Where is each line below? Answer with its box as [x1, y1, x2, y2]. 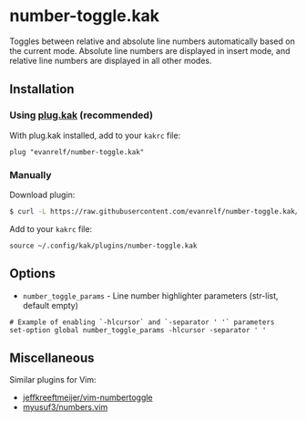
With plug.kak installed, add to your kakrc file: [9, 130, 181, 141]
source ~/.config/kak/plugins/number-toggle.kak [9, 241, 198, 250]
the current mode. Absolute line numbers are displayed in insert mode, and [9, 45, 291, 56]
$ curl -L [9, 206, 47, 216]
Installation [9, 81, 75, 97]
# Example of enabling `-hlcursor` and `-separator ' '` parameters [9, 317, 275, 327]
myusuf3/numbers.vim [22, 402, 108, 413]
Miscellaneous [9, 351, 95, 365]
